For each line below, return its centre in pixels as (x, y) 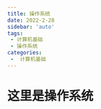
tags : (15, 33)
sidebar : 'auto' (31, 27)
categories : (25, 53)
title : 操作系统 (29, 14)
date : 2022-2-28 (31, 20)
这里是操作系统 (50, 96)
